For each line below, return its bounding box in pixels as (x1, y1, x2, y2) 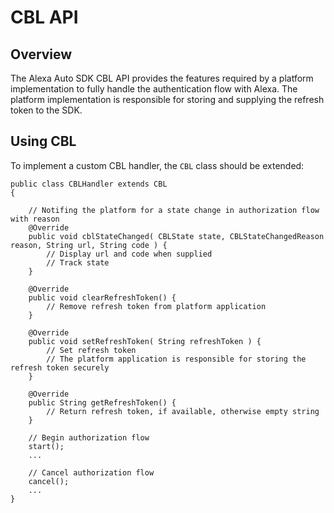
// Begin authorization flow (28, 432, 150, 443)
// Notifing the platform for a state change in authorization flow (28, 205, 320, 215)
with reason (10, 214, 60, 224)
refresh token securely (10, 362, 110, 373)
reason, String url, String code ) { (10, 240, 168, 250)
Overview (10, 46, 73, 63)
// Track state (46, 257, 110, 268)
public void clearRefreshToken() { (28, 292, 177, 303)
